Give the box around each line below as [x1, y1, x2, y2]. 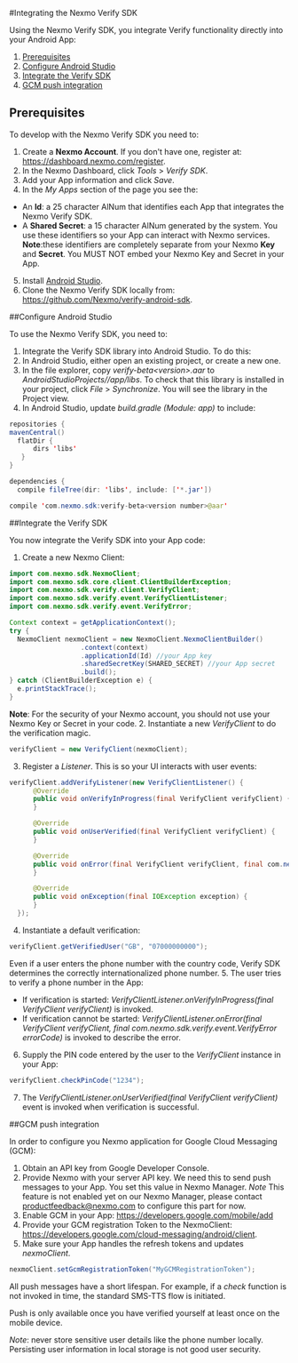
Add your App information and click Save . [21, 174, 175, 185]
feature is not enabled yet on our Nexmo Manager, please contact [21, 1191, 263, 1201]
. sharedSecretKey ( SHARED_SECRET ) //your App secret [80, 660, 276, 669]
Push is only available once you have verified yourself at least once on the [9, 1307, 280, 1319]
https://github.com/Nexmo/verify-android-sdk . [21, 293, 193, 305]
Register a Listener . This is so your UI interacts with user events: [21, 760, 257, 772]
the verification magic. [9, 727, 91, 738]
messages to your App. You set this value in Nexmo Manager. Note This [21, 1182, 285, 1192]
